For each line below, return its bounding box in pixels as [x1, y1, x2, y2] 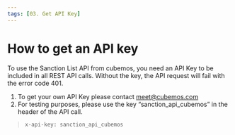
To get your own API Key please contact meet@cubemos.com [17, 92, 199, 101]
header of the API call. [17, 107, 83, 116]
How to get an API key [7, 40, 139, 56]
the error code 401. [7, 79, 64, 87]
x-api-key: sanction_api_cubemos [24, 121, 124, 128]
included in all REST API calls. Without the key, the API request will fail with [7, 71, 225, 79]
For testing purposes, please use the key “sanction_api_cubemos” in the [17, 100, 228, 108]
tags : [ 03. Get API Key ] [7, 10, 81, 18]
